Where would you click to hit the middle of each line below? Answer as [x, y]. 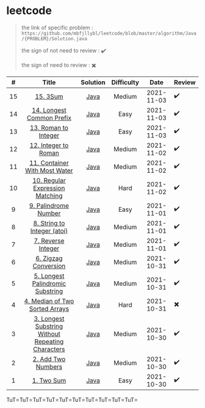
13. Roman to [49, 128]
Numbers [49, 366]
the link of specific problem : [57, 27]
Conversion [49, 266]
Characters [49, 349]
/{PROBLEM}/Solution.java [54, 38]
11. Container [49, 162]
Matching [49, 195]
